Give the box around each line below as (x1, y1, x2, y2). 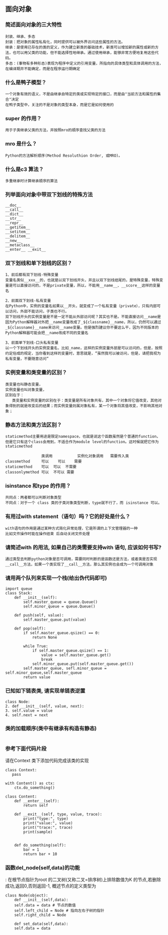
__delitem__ (5, 234, 30, 239)
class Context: (5, 768, 37, 773)
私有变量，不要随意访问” (5, 356, 49, 361)
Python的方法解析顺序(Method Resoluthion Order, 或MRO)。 (5, 153, 122, 158)
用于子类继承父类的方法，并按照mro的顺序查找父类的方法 (5, 128, 106, 133)
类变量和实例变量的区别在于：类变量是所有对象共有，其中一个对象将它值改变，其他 (12, 398, 158, 403)
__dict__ (5, 212, 24, 217)
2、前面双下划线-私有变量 (5, 298, 51, 303)
